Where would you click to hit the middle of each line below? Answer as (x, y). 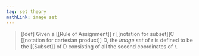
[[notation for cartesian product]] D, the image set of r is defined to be (107, 40)
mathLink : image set (32, 17)
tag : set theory (26, 11)
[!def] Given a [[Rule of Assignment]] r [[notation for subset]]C (97, 34)
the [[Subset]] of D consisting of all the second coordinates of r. (99, 46)
